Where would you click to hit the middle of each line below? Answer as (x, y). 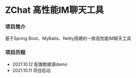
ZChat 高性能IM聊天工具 (54, 10)
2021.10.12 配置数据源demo (40, 64)
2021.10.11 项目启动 (31, 70)
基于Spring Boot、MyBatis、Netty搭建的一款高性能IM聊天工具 (68, 39)
